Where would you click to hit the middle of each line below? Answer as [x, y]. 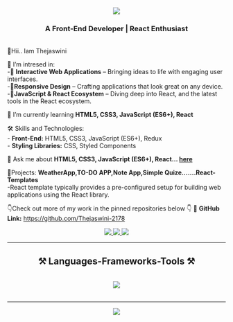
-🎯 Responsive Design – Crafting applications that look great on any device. [115, 87]
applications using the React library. [58, 195]
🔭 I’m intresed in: [31, 64]
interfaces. [23, 79]
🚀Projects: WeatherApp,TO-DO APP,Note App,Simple [85, 172]
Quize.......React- [190, 172]
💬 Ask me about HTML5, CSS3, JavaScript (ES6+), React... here [100, 159]
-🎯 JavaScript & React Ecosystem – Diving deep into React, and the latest [112, 94]
